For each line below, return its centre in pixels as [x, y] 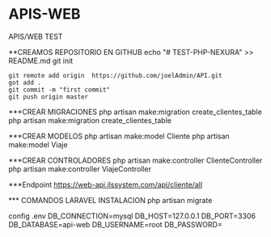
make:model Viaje [38, 144]
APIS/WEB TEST [36, 36]
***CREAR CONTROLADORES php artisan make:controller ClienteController [135, 160]
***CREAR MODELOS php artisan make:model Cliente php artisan [119, 136]
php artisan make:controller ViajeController [80, 169]
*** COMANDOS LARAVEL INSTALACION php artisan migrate [110, 200]
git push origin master [49, 97]
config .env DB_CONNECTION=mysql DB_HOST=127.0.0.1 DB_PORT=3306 [132, 216]
